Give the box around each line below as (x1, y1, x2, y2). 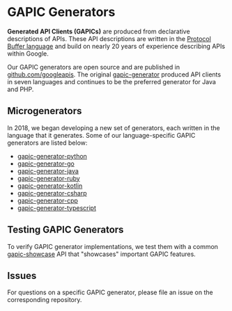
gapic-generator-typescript (17, 203, 96, 212)
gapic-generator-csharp (17, 189, 87, 197)
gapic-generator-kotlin (17, 182, 83, 190)
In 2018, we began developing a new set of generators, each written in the (7, 123, 221, 132)
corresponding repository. (7, 296, 82, 304)
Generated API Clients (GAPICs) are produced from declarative (7, 27, 190, 35)
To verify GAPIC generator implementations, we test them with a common (7, 242, 218, 250)
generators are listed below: (7, 138, 88, 147)
